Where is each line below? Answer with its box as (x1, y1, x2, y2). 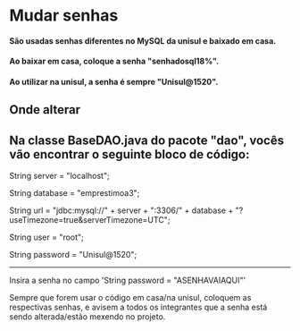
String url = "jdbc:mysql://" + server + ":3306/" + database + (9, 205, 234, 216)
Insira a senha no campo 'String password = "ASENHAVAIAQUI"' (9, 275, 246, 286)
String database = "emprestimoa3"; (9, 188, 140, 199)
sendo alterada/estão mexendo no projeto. (9, 311, 166, 322)
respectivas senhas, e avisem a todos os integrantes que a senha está (9, 301, 268, 313)
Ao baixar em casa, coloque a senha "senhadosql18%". (9, 55, 220, 67)
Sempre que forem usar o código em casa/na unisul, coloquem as (9, 293, 252, 303)
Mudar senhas (9, 5, 119, 26)
